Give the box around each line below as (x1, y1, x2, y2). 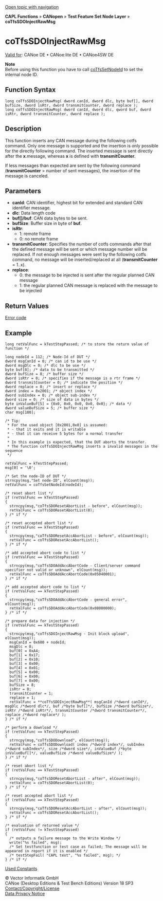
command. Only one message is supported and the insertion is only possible (5, 143, 159, 148)
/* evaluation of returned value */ (5, 823, 79, 828)
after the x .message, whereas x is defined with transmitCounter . (5, 153, 136, 159)
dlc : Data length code (12, 210, 56, 216)
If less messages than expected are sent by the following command (5, 163, 141, 168)
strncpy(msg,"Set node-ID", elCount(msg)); (5, 478, 95, 483)
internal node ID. (5, 72, 38, 77)
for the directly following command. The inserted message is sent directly (5, 148, 153, 154)
